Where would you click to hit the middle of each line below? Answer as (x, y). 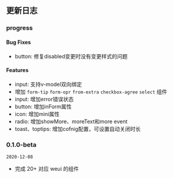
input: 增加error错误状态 (44, 99)
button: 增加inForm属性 (43, 107)
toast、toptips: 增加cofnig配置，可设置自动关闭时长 (78, 129)
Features (17, 70)
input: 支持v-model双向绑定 (48, 84)
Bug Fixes (19, 42)
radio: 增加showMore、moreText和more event (71, 121)
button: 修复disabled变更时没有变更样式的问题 (71, 56)
